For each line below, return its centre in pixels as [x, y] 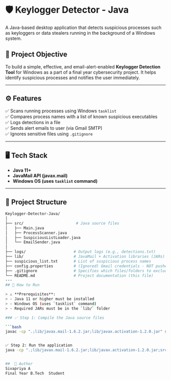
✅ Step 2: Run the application [39, 345]
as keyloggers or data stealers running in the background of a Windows [80, 33]
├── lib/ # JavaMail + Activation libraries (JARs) [85, 257]
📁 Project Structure [36, 202]
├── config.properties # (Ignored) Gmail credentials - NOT [79, 266]
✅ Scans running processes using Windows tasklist [61, 111]
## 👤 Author [19, 364]
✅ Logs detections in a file [33, 122]
